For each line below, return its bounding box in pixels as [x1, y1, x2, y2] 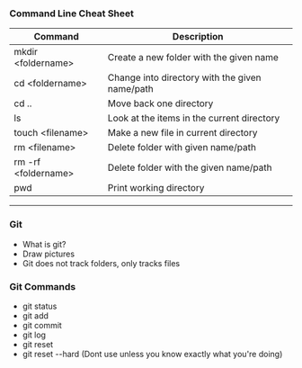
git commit [22, 319, 63, 330]
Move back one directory [107, 97, 214, 110]
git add [22, 310, 49, 321]
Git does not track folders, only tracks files [22, 257, 181, 268]
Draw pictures [22, 248, 75, 259]
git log [22, 329, 47, 340]
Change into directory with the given [107, 71, 262, 84]
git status [22, 301, 58, 311]
